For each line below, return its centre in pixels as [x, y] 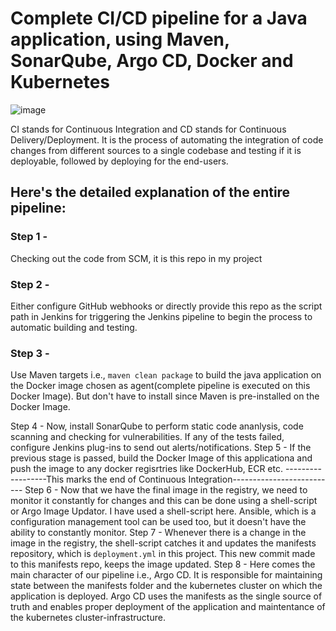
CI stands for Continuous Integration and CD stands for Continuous [148, 129]
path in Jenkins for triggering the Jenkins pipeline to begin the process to [161, 316]
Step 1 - [29, 237]
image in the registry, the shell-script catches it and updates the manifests [163, 543]
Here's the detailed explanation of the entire [150, 192]
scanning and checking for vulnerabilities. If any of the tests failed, [147, 437]
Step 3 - [30, 353]
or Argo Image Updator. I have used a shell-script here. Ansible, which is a [163, 511]
